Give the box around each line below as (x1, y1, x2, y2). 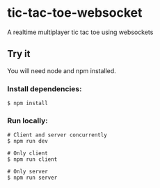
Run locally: (7, 116, 49, 125)
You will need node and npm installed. (7, 66, 116, 75)
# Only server (7, 169, 49, 175)
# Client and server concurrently (7, 132, 108, 139)
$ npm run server (7, 174, 58, 182)
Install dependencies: (7, 84, 82, 93)
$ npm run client (7, 156, 58, 163)
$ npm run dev (7, 138, 49, 145)
